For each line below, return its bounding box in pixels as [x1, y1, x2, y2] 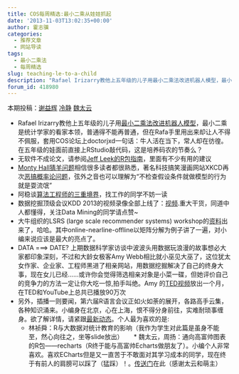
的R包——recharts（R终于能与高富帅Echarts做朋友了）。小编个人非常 [28, 341, 230, 350]
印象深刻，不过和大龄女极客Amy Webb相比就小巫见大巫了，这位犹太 [30, 252, 231, 261]
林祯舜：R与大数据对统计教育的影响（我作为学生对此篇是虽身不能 [28, 323, 220, 332]
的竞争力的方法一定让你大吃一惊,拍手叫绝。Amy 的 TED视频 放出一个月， [17, 279, 228, 288]
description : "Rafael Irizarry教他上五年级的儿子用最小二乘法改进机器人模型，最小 [7, 76, 233, 84]
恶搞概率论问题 [23, 172, 68, 181]
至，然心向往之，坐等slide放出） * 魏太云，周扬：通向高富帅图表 [28, 333, 226, 341]
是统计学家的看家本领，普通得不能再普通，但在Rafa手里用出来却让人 [17, 128, 218, 136]
